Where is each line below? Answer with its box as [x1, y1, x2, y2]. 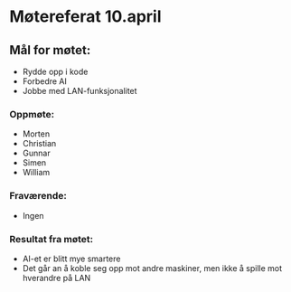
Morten [22, 128, 51, 139]
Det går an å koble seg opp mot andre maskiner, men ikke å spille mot [22, 262, 283, 273]
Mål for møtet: [9, 42, 91, 58]
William [22, 167, 51, 178]
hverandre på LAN [22, 272, 91, 283]
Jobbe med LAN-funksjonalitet [22, 86, 137, 96]
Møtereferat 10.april [9, 6, 162, 27]
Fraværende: [9, 190, 68, 203]
